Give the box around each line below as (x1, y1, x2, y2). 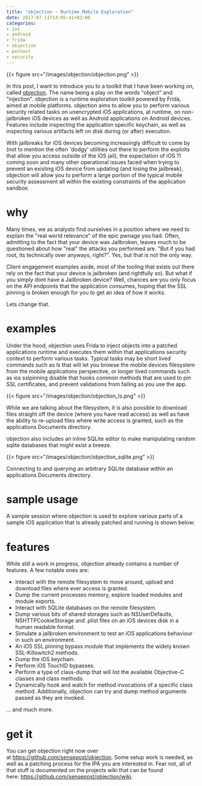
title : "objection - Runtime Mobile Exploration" (6, 8, 134, 15)
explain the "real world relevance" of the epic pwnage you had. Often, (6, 231, 180, 239)
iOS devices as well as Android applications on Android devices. (31, 115, 192, 122)
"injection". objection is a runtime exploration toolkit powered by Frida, (6, 95, 181, 102)
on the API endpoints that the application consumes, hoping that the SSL (6, 282, 187, 290)
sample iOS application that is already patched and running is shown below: (6, 519, 195, 526)
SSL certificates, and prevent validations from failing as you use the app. (6, 380, 187, 388)
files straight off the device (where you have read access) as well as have (6, 410, 189, 418)
